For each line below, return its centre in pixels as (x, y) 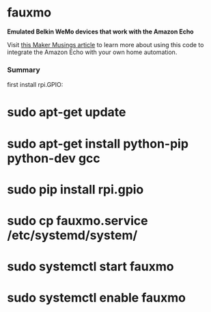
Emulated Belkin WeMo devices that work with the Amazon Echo (100, 31)
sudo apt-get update (67, 113)
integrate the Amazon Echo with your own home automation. (92, 52)
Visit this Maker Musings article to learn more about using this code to (105, 44)
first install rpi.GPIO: (35, 85)
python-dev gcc (54, 158)
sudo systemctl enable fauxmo (97, 298)
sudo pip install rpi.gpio (75, 189)
